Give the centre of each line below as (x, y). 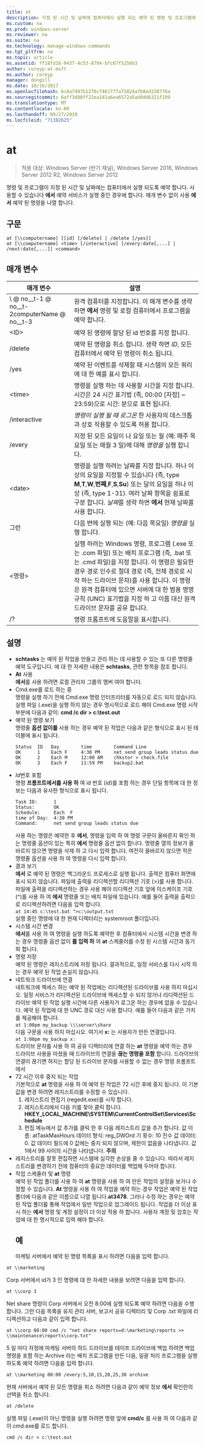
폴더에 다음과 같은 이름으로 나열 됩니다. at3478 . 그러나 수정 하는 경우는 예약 (105, 1197)
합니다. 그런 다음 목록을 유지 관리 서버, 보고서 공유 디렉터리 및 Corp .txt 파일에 (99, 1311)
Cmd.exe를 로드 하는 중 (43, 689)
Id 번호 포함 (28, 775)
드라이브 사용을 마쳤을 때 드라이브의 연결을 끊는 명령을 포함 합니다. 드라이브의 (107, 1053)
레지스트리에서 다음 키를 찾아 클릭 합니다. (73, 1107)
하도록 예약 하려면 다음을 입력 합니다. (50, 1363)
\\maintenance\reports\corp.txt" (49, 1336)
